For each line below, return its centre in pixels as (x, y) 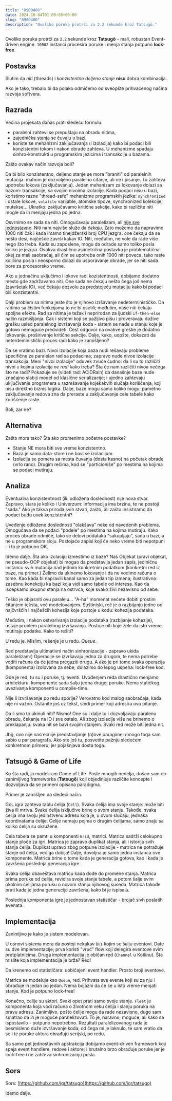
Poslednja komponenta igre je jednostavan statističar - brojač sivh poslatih (84, 900)
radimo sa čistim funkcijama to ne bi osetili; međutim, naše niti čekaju (79, 307)
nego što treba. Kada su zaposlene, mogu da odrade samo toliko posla (80, 244)
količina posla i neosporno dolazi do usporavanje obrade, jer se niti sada (82, 260)
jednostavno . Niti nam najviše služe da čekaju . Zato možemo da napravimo (84, 228)
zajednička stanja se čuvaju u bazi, (50, 138)
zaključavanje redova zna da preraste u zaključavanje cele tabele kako (80, 394)
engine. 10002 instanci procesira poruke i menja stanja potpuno (86, 45)
